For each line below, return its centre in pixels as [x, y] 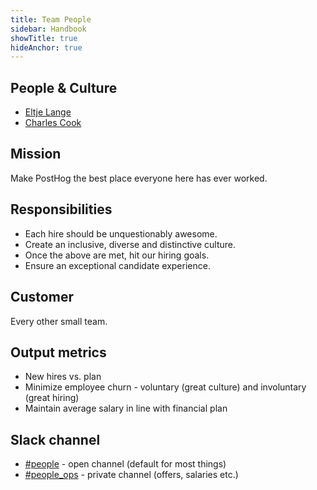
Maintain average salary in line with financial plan [126, 408]
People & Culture [64, 87]
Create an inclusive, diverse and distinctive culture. [130, 244]
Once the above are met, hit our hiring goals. [117, 255]
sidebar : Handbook [48, 29]
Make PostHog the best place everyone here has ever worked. [139, 178]
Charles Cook [53, 123]
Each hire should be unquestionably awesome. [121, 233]
